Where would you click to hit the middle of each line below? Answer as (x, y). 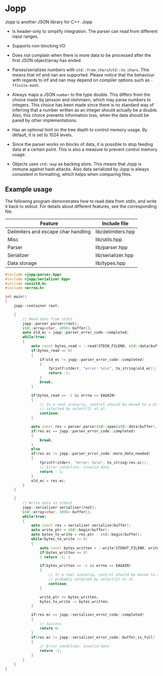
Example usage (29, 189)
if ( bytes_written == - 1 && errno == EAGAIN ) (85, 566)
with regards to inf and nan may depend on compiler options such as (81, 80)
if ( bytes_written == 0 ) (64, 552)
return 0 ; (49, 628)
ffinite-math (25, 85)
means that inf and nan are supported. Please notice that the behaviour (83, 75)
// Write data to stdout (48, 503)
